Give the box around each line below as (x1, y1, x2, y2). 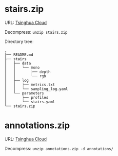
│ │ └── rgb (4, 73, 47, 79)
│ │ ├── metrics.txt (4, 82, 55, 87)
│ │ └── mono (4, 65, 40, 70)
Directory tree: (4, 38, 34, 45)
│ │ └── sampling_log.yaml (4, 87, 68, 91)
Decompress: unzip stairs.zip (4, 29, 68, 35)
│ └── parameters (4, 90, 44, 96)
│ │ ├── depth (4, 69, 51, 74)
